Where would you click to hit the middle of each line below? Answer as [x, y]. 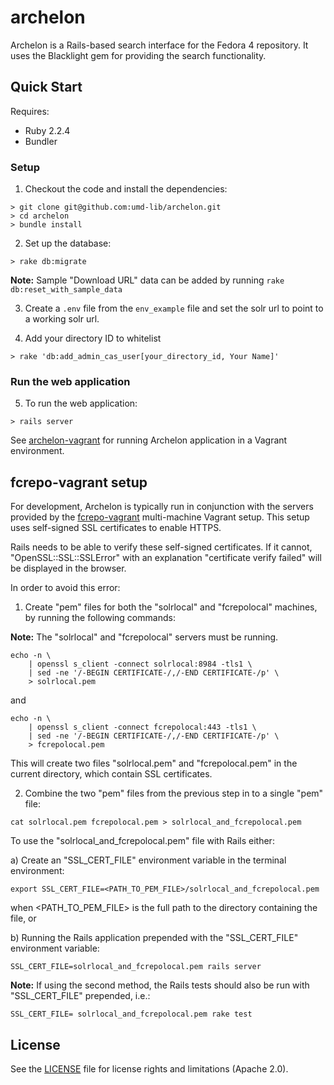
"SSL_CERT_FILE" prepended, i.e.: [80, 996]
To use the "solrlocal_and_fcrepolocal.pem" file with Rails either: [142, 841]
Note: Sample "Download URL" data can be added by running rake [147, 280]
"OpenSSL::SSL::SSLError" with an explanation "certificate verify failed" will [166, 558]
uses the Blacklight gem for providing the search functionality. [138, 55]
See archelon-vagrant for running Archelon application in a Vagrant [149, 440]
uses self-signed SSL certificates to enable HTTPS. [116, 528]
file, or [23, 918]
